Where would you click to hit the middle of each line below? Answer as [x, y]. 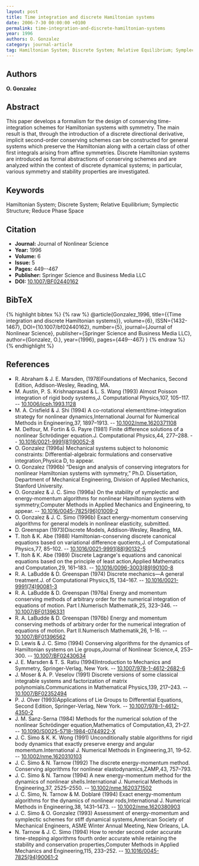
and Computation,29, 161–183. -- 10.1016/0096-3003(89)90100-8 [94, 567]
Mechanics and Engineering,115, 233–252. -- [69, 851]
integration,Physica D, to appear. [54, 460]
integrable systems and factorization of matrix [71, 681]
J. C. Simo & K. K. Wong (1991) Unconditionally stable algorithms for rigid [103, 737]
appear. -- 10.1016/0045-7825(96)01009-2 [66, 511]
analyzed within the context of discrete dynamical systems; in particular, [94, 165]
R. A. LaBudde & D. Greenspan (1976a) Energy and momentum [91, 592]
